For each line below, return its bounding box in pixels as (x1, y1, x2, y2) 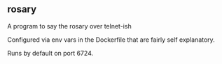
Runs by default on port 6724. (7, 49, 94, 57)
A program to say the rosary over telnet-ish (7, 22, 132, 30)
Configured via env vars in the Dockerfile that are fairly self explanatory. (7, 35, 215, 44)
